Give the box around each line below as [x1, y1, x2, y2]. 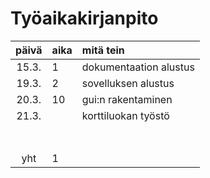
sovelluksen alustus [81, 76, 175, 90]
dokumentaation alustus [81, 60, 195, 74]
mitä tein [81, 43, 125, 57]
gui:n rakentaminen [81, 92, 173, 106]
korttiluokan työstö [81, 108, 170, 122]
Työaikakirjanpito [10, 7, 159, 30]
